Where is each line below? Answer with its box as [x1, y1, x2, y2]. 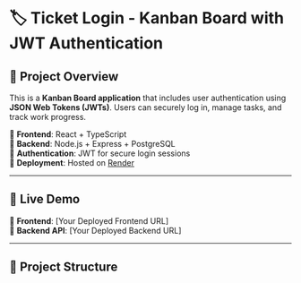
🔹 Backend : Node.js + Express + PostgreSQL [9, 139, 176, 149]
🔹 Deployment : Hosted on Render [9, 158, 135, 167]
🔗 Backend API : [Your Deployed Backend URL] [9, 225, 182, 236]
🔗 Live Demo [9, 192, 81, 207]
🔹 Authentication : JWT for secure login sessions [9, 148, 191, 159]
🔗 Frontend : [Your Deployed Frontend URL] [9, 215, 169, 226]
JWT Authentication [9, 33, 164, 54]
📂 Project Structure [9, 260, 118, 275]
